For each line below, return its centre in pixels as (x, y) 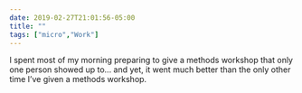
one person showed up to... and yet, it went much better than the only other (150, 70)
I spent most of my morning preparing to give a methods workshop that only (151, 60)
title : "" (28, 26)
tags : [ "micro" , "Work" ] (54, 34)
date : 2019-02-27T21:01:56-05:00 (72, 18)
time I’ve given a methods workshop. (78, 79)
